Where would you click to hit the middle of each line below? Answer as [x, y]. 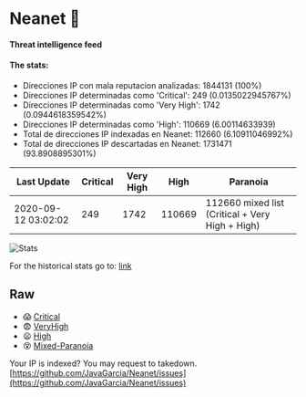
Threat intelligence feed [56, 44]
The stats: [29, 65]
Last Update [44, 182]
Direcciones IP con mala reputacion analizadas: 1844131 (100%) [142, 85]
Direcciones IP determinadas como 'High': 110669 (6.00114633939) [149, 124]
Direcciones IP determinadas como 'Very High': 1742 [121, 105]
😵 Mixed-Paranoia [58, 345]
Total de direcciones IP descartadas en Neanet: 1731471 [127, 143]
